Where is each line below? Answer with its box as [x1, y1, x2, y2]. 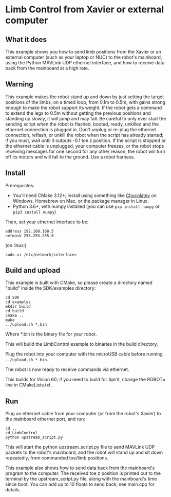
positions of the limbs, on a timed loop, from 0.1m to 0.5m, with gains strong [5, 99, 166, 105]
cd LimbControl [5, 431, 38, 436]
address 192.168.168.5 [5, 228, 54, 234]
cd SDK [5, 295, 20, 300]
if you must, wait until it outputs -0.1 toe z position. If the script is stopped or [5, 137, 166, 144]
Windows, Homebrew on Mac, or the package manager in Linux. [12, 198, 149, 204]
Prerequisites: [5, 182, 35, 188]
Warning [5, 80, 33, 88]
